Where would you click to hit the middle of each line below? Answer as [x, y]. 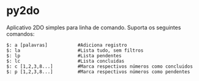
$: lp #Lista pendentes [64, 55]
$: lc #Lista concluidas [65, 61]
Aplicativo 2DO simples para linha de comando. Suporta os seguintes [94, 27]
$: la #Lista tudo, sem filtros [75, 50]
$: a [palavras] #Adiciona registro [67, 45]
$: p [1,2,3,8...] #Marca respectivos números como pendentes [98, 72]
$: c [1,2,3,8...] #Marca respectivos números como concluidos [99, 66]
